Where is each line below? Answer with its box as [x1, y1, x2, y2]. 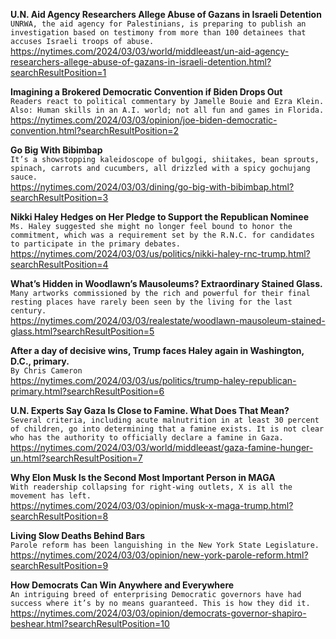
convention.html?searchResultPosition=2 [10, 125, 179, 136]
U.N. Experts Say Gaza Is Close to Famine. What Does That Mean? [10, 405, 290, 416]
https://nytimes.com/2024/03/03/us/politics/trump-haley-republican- [10, 375, 297, 386]
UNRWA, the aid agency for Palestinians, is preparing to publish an [10, 19, 307, 29]
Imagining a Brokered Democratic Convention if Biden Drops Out [10, 86, 283, 98]
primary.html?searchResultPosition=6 [10, 385, 165, 397]
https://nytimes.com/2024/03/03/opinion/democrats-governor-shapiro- [10, 607, 307, 619]
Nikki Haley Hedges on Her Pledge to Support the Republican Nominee [10, 211, 309, 223]
